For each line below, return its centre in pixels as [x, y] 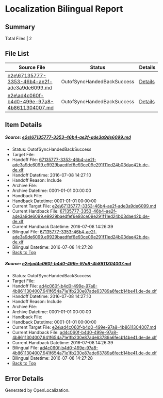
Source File [32, 67]
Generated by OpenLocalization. [37, 390]
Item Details [24, 125]
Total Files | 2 [18, 38]
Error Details [24, 378]
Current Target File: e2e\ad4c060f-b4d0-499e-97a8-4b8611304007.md [84, 327]
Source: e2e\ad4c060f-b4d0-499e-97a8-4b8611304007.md [68, 263]
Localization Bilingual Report [64, 9]
